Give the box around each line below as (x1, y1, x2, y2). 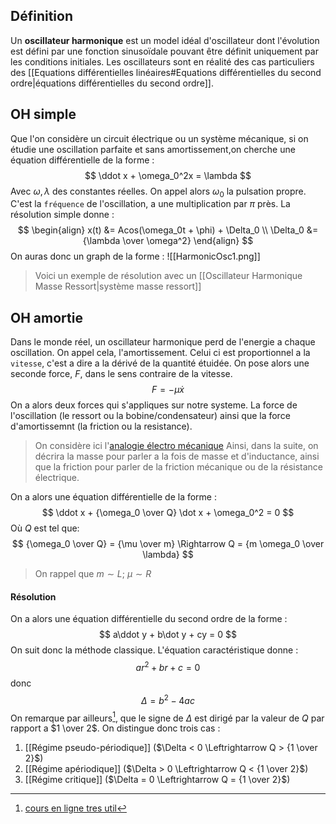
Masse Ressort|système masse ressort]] (34, 280, 202, 293)
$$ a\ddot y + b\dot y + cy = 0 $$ (98, 629, 238, 641)
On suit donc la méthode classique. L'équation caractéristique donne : (10, 644, 299, 656)
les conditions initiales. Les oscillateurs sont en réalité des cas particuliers (10, 55, 315, 68)
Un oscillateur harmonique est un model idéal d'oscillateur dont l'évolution (10, 34, 320, 46)
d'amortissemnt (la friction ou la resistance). (10, 420, 193, 433)
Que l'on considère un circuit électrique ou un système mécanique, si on (10, 132, 309, 144)
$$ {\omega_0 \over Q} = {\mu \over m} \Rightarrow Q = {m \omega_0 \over (11, 538, 325, 550)
